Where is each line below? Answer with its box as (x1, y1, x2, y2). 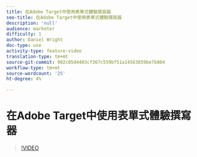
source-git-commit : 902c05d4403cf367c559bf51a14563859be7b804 (6, 59, 165, 65)
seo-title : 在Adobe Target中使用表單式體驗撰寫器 (6, 14, 122, 20)
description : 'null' (6, 20, 58, 26)
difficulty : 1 (6, 31, 42, 37)
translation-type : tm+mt (6, 54, 68, 60)
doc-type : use (6, 43, 42, 49)
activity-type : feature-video (6, 48, 82, 54)
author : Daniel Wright (6, 37, 63, 43)
